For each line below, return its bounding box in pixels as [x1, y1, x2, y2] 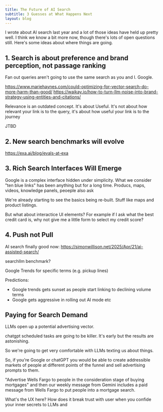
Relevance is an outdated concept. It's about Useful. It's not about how [5, 103, 147, 109]
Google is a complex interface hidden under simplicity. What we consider [5, 177, 152, 183]
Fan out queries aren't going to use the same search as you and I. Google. [5, 74, 153, 80]
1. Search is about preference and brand [5, 54, 129, 62]
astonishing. [5, 338, 30, 344]
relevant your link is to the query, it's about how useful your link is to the [5, 109, 149, 115]
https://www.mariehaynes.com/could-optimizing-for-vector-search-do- [5, 84, 149, 90]
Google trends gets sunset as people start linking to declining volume [12, 286, 151, 292]
